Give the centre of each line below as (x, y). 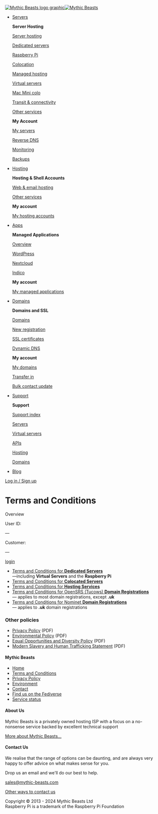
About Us (15, 710)
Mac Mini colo (26, 93)
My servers (23, 130)
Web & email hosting (33, 187)
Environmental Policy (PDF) (39, 636)
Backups (21, 159)
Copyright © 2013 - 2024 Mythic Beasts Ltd (49, 801)
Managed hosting (30, 74)
